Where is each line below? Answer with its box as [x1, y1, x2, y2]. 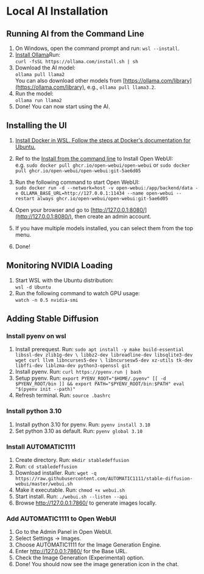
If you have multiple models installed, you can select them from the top [15, 224, 194, 232]
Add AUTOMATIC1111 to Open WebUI [6, 514, 117, 523]
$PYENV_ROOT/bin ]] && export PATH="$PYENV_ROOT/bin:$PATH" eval [15, 381, 185, 387]
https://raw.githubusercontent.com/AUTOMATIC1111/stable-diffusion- [15, 475, 193, 481]
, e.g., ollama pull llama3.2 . [84, 83, 157, 91]
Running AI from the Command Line [6, 29, 144, 39]
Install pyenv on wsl [6, 332, 66, 340]
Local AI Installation [6, 4, 108, 18]
